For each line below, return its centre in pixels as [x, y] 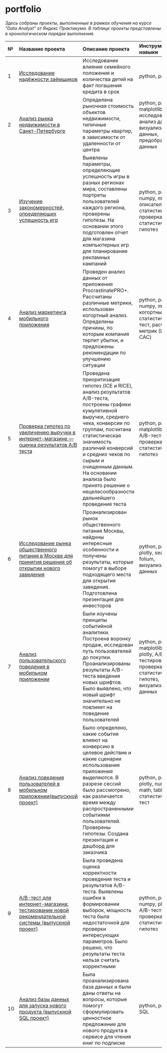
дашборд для [99, 846]
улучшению [97, 359]
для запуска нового [43, 1005]
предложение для [104, 1024]
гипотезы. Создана [106, 833]
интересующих [101, 935]
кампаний [95, 264]
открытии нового [40, 568]
